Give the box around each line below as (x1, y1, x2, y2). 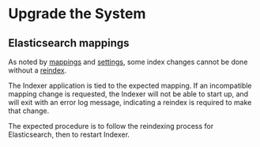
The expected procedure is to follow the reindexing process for (8, 122, 214, 130)
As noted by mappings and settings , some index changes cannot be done (8, 57, 248, 66)
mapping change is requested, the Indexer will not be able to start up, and (8, 89, 249, 99)
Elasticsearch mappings (8, 36, 130, 50)
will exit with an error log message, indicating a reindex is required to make (8, 98, 252, 107)
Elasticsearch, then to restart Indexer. (8, 130, 130, 139)
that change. (8, 106, 50, 115)
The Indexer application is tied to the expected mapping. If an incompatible (8, 81, 252, 90)
